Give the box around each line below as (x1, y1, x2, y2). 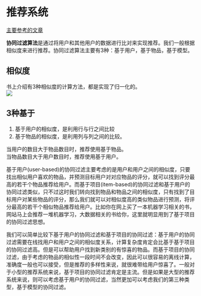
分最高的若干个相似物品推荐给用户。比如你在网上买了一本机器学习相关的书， (6, 203, 195, 210)
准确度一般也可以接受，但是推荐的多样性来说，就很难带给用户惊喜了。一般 (6, 261, 190, 268)
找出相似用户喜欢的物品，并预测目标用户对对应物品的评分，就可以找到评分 (6, 173, 190, 180)
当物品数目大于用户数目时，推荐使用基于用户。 (6, 153, 121, 160)
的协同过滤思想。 (6, 218, 48, 225)
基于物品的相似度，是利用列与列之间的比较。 (14, 132, 126, 140)
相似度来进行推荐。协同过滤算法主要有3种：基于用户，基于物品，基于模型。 (6, 46, 193, 54)
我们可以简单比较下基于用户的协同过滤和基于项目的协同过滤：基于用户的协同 (6, 231, 195, 238)
